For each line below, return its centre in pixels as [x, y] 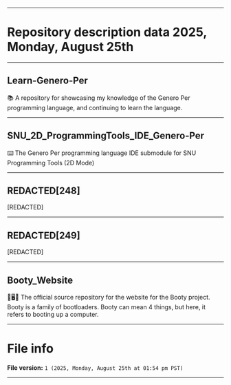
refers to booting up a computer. [53, 314]
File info [30, 349]
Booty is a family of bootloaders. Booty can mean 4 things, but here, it [107, 307]
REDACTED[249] [44, 235]
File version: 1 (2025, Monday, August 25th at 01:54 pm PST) [95, 367]
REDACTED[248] [44, 190]
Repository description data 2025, [107, 32]
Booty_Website [40, 280]
